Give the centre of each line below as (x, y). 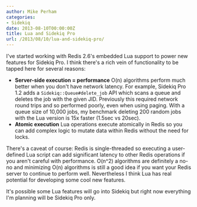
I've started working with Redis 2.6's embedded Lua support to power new (97, 56)
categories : (21, 17)
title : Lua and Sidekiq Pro (41, 34)
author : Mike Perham (32, 12)
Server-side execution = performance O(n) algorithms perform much (100, 80)
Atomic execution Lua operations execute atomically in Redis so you (98, 124)
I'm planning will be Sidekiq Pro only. (51, 198)
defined (16, 155)
